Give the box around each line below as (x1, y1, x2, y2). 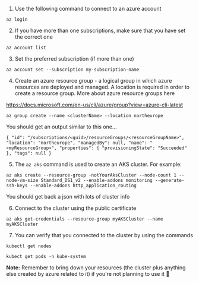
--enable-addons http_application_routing (30, 183, 137, 188)
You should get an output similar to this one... (6, 123, 117, 130)
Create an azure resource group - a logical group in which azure (14, 77, 172, 84)
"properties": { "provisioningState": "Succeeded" (59, 145, 187, 151)
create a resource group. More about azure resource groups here (14, 90, 175, 97)
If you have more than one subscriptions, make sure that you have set (14, 27, 186, 34)
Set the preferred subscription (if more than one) (14, 55, 135, 62)
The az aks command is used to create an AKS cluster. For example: (14, 161, 182, 168)
